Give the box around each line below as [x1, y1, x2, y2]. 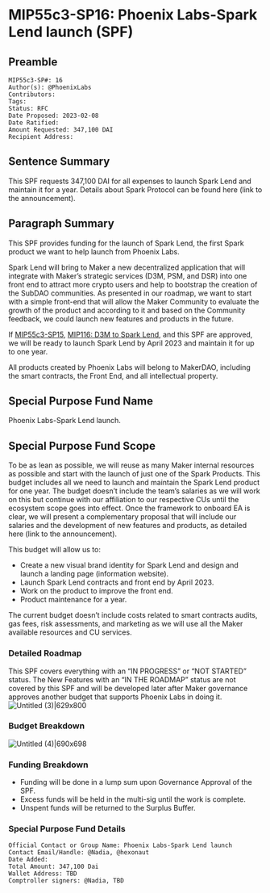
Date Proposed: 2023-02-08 [8, 111, 99, 119]
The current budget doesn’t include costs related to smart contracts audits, [8, 610, 258, 620]
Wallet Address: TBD [8, 870, 78, 878]
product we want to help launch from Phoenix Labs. [8, 246, 180, 256]
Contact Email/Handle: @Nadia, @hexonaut [8, 849, 150, 857]
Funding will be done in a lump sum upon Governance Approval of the [19, 778, 252, 787]
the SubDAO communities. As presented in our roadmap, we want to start [8, 288, 252, 298]
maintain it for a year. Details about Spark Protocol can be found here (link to [8, 184, 263, 195]
